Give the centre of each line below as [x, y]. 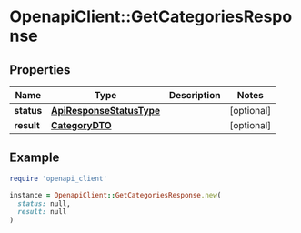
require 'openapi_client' [58, 178]
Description [195, 95]
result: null [42, 212]
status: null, [44, 203]
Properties [40, 70]
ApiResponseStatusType [105, 111]
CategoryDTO [81, 125]
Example [35, 158]
